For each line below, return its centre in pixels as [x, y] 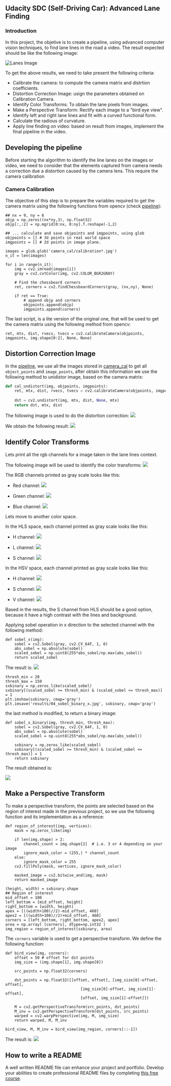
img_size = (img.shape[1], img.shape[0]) [59, 962]
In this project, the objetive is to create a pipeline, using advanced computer [85, 42]
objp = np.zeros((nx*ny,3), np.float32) [49, 220]
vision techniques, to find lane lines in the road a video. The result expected [85, 48]
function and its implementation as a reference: [55, 817]
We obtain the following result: [37, 426]
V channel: [24, 599]
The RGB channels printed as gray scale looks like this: [63, 475]
